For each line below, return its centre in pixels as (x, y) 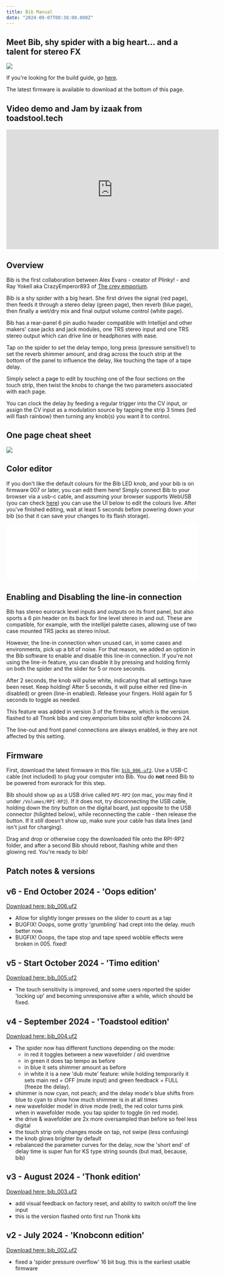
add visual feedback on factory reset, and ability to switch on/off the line (106, 1203)
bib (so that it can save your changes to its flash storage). (78, 516)
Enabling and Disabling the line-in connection (94, 597)
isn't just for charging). (35, 827)
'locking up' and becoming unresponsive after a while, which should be (104, 996)
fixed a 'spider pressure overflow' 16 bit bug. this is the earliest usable (102, 1262)
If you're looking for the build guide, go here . (62, 78)
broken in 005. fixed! (41, 944)
